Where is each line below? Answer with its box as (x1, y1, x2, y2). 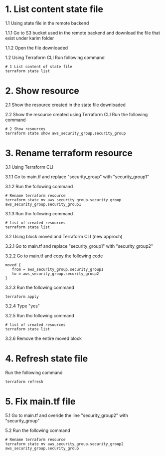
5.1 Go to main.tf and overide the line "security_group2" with (5, 412, 128, 418)
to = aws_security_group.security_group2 (11, 271, 99, 276)
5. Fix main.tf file (5, 395, 76, 407)
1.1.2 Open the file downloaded (5, 45, 68, 51)
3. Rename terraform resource (5, 148, 133, 159)
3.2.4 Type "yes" (5, 303, 40, 309)
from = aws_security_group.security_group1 (11, 267, 104, 272)
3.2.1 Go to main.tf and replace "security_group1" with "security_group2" (5, 243, 154, 249)
